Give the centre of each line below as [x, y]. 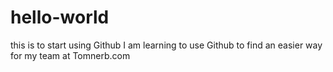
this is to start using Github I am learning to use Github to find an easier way [166, 45]
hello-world [60, 17]
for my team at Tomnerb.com [70, 55]
